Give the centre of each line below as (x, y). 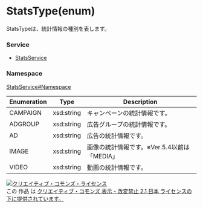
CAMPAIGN (26, 112)
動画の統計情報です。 (117, 167)
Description (140, 102)
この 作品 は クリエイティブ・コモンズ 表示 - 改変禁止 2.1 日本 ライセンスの (99, 191)
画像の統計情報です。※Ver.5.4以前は (138, 147)
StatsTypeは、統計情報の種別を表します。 (58, 28)
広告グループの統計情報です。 (129, 124)
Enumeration (28, 102)
